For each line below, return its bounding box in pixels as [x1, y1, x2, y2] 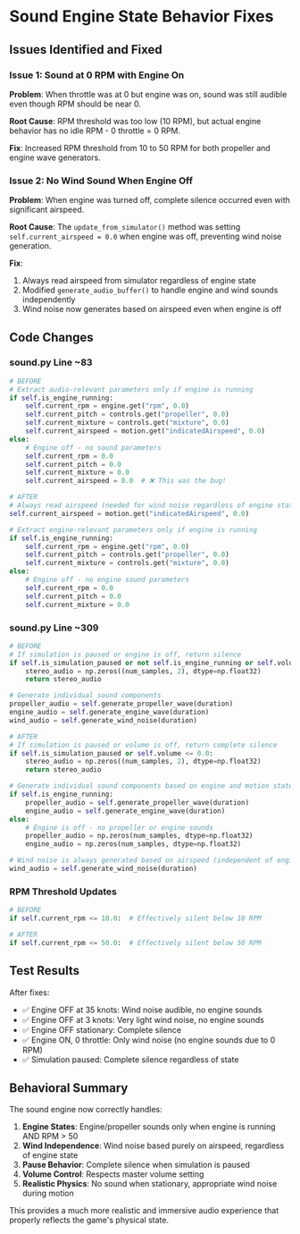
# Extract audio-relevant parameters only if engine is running [9, 385, 254, 394]
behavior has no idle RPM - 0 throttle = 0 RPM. [9, 125, 181, 136]
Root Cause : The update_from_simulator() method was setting [9, 222, 241, 232]
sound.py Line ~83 [9, 356, 93, 368]
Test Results [9, 963, 80, 978]
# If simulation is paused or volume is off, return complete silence [9, 740, 278, 749]
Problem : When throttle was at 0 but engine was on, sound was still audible [9, 89, 287, 99]
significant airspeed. [9, 204, 85, 216]
